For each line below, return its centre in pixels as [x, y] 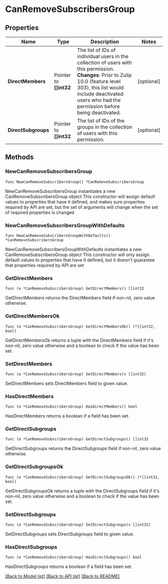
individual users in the [103, 56]
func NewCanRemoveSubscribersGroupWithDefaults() [58, 235]
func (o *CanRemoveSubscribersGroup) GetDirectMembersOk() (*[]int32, [80, 326]
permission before [98, 106]
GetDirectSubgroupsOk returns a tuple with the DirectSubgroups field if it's [82, 490]
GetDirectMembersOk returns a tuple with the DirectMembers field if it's [79, 340]
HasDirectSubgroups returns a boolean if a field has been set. [69, 566]
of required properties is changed [40, 212]
